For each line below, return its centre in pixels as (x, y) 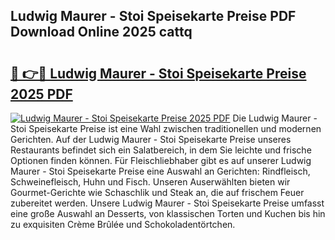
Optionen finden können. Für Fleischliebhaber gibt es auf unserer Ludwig (161, 160)
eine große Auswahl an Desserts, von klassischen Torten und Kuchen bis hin (168, 213)
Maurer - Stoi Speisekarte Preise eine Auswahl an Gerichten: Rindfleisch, (160, 171)
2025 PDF (41, 94)
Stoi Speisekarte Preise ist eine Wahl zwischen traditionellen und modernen (166, 128)
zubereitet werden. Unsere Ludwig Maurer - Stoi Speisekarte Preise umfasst (167, 203)
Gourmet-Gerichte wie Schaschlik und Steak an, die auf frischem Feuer (157, 192)
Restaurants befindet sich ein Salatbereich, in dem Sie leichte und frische (161, 150)
